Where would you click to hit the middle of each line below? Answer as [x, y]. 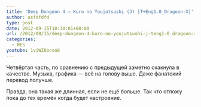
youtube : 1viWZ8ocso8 [33, 51]
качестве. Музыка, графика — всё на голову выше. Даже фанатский [94, 73]
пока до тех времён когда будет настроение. [64, 97]
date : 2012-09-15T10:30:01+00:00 [48, 28]
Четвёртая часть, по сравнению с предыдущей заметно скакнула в [93, 67]
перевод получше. [30, 80]
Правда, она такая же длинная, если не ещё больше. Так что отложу [94, 91]
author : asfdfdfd [28, 17]
